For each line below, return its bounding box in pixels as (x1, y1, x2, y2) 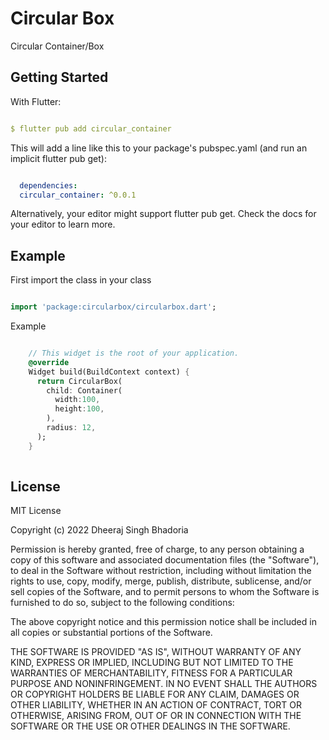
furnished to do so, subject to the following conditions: (10, 597, 235, 609)
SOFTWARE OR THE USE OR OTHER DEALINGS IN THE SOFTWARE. (10, 720, 291, 732)
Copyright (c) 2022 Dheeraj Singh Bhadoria (10, 524, 189, 536)
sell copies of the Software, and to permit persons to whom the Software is (10, 586, 320, 598)
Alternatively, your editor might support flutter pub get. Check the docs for (10, 208, 317, 220)
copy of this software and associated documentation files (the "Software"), (10, 554, 320, 566)
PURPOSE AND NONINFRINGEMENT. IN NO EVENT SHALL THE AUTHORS (10, 678, 318, 690)
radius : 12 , (46, 423, 97, 433)
